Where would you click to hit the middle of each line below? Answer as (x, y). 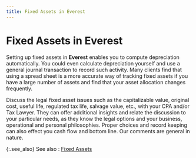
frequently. (19, 88)
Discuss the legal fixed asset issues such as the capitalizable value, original (98, 100)
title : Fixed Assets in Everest (46, 11)
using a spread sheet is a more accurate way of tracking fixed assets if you (97, 76)
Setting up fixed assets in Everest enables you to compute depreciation (93, 57)
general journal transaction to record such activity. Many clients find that (94, 70)
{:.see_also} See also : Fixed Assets (49, 149)
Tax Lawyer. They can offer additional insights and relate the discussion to (96, 112)
